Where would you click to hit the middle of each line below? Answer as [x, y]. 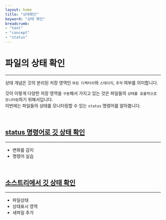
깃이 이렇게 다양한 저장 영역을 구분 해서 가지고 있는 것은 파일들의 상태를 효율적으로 [81, 93]
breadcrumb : [17, 24]
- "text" [14, 28]
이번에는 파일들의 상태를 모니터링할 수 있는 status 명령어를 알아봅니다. [73, 106]
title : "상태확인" [22, 14]
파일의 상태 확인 [35, 64]
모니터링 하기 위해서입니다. [29, 99]
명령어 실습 [23, 156]
